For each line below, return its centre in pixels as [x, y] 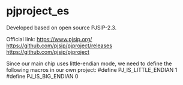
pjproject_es [38, 11]
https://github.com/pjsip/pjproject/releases [59, 45]
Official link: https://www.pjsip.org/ [49, 39]
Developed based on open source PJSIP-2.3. [61, 28]
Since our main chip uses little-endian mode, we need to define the [89, 63]
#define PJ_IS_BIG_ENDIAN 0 [42, 76]
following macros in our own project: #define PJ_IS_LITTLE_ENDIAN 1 [92, 69]
